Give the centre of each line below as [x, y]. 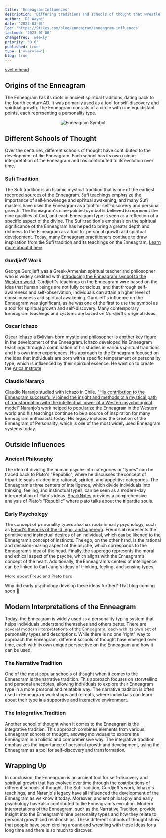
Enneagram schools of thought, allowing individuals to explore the [72, 734]
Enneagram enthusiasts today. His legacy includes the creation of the [76, 419]
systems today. [21, 429]
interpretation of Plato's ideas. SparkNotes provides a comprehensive [76, 495]
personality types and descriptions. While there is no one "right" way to [78, 634]
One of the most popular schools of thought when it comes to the [72, 674]
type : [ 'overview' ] [25, 51]
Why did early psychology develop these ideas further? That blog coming [80, 586]
